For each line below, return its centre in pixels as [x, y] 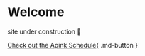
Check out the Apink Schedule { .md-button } [73, 45]
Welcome [36, 12]
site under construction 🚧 [44, 31]
